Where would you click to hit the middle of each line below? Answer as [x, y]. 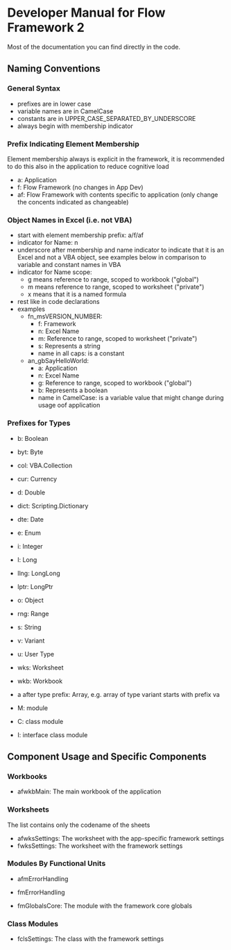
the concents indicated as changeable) [73, 202]
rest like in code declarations [58, 302]
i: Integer [30, 546]
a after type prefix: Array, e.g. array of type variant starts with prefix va [118, 694]
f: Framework [57, 324]
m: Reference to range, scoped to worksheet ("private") [118, 339]
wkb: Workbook [40, 681]
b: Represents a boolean [73, 390]
